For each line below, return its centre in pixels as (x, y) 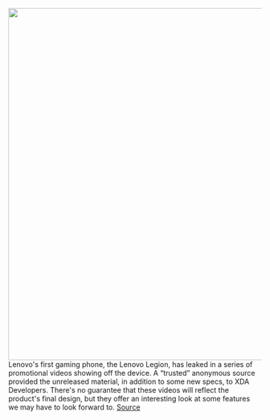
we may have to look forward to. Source (74, 407)
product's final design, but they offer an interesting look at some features (129, 399)
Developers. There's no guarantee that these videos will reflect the (119, 390)
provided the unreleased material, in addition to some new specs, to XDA (129, 381)
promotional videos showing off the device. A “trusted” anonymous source (132, 373)
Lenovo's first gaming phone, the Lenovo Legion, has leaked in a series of (131, 364)
